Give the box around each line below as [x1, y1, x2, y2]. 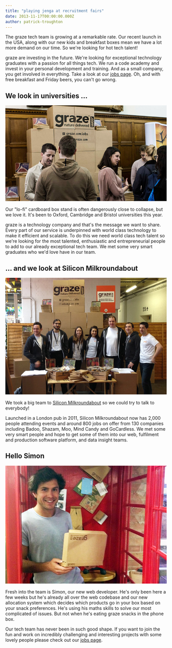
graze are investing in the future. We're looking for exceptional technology [5, 54, 162, 61]
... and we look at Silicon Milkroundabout [5, 264, 138, 272]
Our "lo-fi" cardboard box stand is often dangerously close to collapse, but [5, 206, 163, 213]
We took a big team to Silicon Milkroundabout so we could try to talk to [5, 399, 155, 405]
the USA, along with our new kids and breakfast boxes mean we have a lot [5, 39, 162, 46]
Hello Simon [5, 452, 45, 460]
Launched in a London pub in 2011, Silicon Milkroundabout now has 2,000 [5, 415, 161, 421]
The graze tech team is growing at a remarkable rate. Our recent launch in [5, 34, 161, 40]
